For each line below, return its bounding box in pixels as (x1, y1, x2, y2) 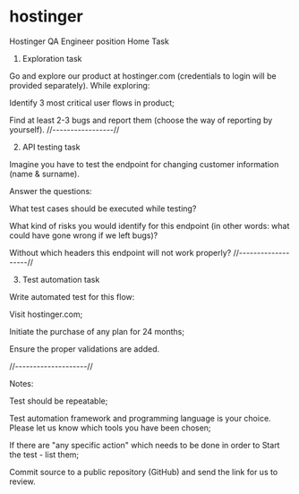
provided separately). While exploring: (9, 80, 150, 90)
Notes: (9, 378, 34, 388)
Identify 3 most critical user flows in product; (9, 97, 175, 108)
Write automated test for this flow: (9, 291, 135, 302)
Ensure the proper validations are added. (9, 343, 160, 354)
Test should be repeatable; (9, 396, 108, 406)
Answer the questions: (9, 185, 92, 196)
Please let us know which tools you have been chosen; (9, 422, 212, 433)
